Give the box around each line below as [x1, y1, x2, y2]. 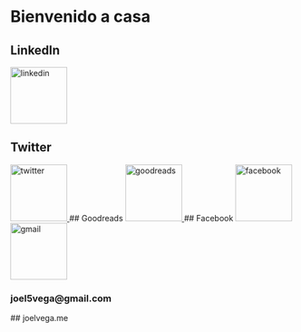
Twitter [10, 140, 53, 155]
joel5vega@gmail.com [10, 292, 112, 305]
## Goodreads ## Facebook [68, 212, 234, 223]
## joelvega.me [10, 313, 69, 324]
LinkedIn [10, 43, 61, 58]
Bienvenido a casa [10, 6, 151, 27]
